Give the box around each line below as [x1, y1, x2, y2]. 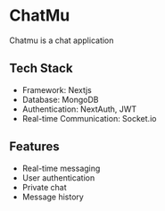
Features [9, 139, 60, 155]
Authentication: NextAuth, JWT [21, 104, 137, 114]
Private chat [21, 181, 67, 192]
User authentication [21, 172, 95, 183]
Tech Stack [9, 61, 73, 76]
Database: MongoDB [21, 94, 99, 105]
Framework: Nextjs [21, 84, 92, 95]
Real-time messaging [21, 163, 101, 173]
